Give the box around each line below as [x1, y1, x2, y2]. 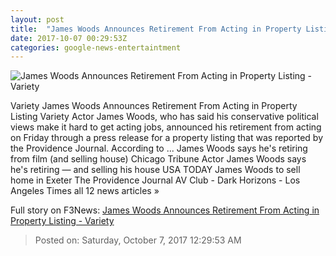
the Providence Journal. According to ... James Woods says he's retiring [10, 142, 308, 155]
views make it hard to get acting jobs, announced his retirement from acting [10, 121, 322, 133]
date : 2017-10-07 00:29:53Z [10, 33, 128, 43]
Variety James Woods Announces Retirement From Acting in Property [10, 100, 298, 112]
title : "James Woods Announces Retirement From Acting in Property [10, 24, 302, 34]
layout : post [10, 14, 65, 25]
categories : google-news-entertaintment [10, 42, 182, 53]
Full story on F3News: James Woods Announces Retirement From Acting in [10, 204, 320, 216]
